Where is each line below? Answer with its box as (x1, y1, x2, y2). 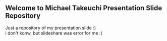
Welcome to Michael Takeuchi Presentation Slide (5, 4, 162, 12)
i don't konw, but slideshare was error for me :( (5, 30, 102, 36)
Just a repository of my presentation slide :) (5, 25, 96, 31)
